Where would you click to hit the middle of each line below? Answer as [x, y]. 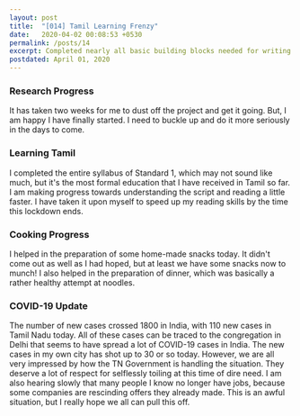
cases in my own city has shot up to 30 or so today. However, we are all [142, 354]
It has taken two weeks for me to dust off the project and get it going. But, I [148, 111]
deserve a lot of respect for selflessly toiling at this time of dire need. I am [146, 374]
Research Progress [52, 91]
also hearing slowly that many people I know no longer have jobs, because [147, 383]
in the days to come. [47, 130]
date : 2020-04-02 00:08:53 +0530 [76, 34]
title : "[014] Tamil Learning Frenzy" [84, 26]
